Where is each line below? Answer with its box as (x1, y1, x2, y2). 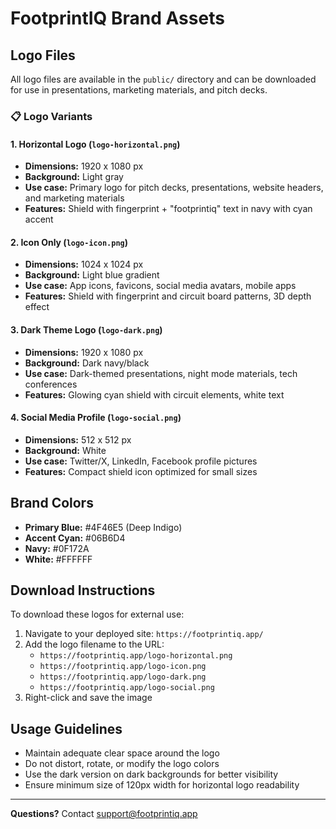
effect (24, 301, 50, 313)
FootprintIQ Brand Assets (10, 7, 225, 30)
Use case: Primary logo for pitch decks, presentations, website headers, (24, 182, 324, 194)
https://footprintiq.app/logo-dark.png (39, 672, 207, 682)
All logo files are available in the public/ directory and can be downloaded (10, 73, 317, 85)
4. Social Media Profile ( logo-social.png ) (10, 412, 182, 424)
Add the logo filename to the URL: (24, 638, 165, 651)
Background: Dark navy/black (24, 357, 150, 369)
